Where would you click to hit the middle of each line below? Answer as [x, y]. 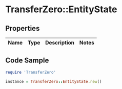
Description [60, 43]
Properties [23, 28]
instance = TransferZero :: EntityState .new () [54, 81]
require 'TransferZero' [31, 72]
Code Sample [27, 61]
